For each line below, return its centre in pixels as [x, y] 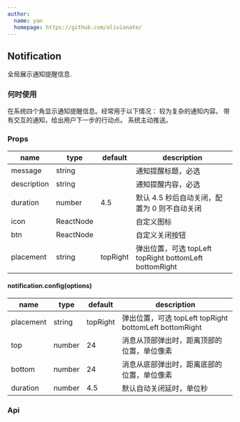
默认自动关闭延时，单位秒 [165, 388]
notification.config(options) [50, 286]
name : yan [28, 21]
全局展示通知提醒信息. [40, 74]
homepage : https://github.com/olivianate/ [78, 27]
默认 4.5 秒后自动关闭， [175, 197]
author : [19, 14]
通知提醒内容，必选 [168, 184]
